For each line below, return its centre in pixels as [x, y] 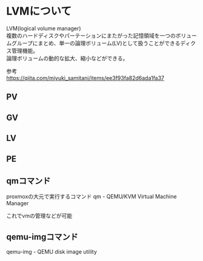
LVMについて [39, 11]
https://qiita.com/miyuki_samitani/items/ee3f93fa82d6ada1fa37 [85, 78]
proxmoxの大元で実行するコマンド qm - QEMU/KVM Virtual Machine [92, 197]
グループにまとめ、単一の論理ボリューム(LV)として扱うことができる [96, 43]
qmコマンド [28, 181]
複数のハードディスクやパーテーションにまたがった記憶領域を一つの [91, 35]
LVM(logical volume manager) [44, 28]
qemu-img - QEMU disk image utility [52, 252]
